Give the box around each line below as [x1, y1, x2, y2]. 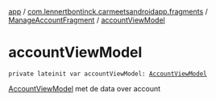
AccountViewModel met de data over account [8, 83, 161, 93]
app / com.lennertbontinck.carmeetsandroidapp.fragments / [8, 7, 208, 16]
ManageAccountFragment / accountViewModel [8, 15, 165, 25]
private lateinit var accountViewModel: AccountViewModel [8, 70, 207, 78]
